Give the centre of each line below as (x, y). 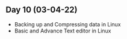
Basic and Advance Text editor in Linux (63, 31)
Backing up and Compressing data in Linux (67, 24)
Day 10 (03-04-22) (42, 10)
